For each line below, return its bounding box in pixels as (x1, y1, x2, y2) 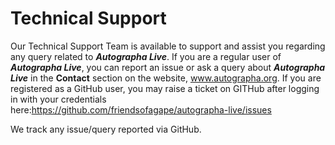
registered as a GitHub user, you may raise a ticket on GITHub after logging (10, 82, 320, 94)
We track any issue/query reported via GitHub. (10, 123, 202, 135)
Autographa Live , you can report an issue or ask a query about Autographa (10, 61, 326, 73)
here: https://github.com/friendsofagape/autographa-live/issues (10, 103, 272, 116)
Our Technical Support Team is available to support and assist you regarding (10, 40, 326, 52)
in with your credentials (10, 93, 107, 105)
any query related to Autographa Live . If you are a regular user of (10, 50, 282, 62)
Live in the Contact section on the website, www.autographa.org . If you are (10, 72, 322, 84)
